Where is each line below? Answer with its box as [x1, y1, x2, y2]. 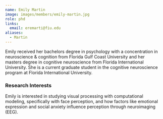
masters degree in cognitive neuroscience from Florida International [5, 59, 144, 65]
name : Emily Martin [5, 7, 46, 12]
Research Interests [5, 82, 52, 89]
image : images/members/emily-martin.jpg [5, 12, 90, 17]
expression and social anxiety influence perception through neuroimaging [5, 104, 156, 110]
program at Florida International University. [5, 69, 93, 75]
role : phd [5, 16, 26, 21]
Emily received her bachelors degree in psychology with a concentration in [5, 48, 158, 55]
